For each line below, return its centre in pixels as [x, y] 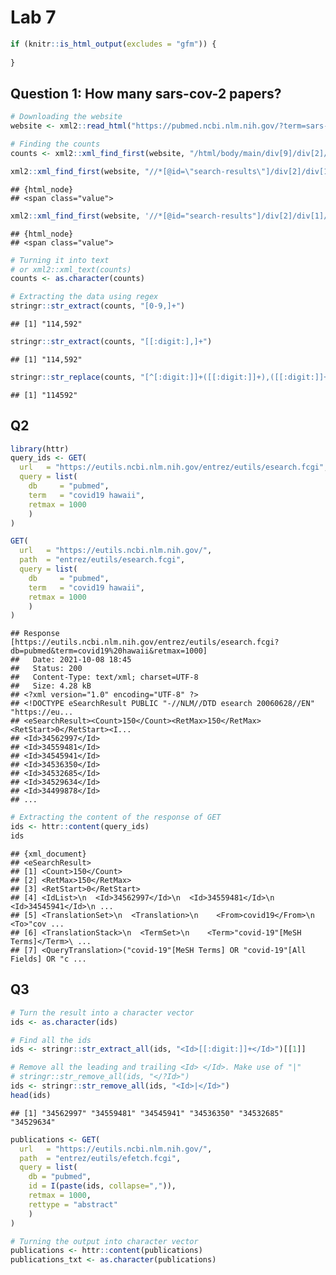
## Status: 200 [46, 669]
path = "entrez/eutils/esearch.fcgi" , [102, 560]
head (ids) [31, 1095]
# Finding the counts [55, 144]
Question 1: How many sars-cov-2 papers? [146, 93]
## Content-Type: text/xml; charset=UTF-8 [104, 677]
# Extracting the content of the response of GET [116, 817]
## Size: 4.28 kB [51, 686]
